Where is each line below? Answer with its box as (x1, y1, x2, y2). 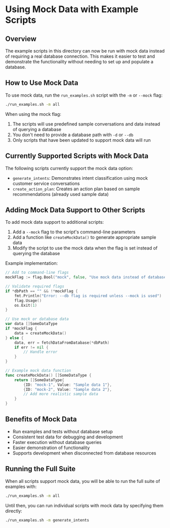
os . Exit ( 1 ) (14, 303, 37, 308)
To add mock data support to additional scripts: (5, 219, 104, 225)
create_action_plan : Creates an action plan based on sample (12, 186, 140, 192)
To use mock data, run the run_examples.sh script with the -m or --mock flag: (5, 92, 163, 98)
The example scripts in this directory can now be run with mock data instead (5, 48, 165, 54)
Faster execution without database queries (12, 439, 102, 445)
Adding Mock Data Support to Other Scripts (5, 206, 146, 214)
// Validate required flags (5, 284, 65, 289)
